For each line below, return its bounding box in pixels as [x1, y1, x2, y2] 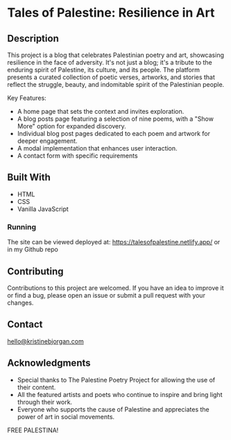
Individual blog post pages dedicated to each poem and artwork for [17, 130, 210, 137]
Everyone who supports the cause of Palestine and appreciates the [17, 405, 209, 414]
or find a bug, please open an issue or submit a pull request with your [7, 291, 206, 299]
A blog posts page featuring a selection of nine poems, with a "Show [17, 115, 214, 123]
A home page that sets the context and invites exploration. [17, 108, 185, 115]
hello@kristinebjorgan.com [7, 337, 85, 345]
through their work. [17, 398, 73, 406]
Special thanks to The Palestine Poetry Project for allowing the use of [17, 375, 216, 384]
